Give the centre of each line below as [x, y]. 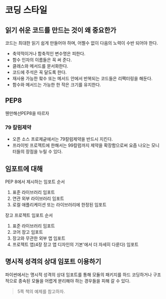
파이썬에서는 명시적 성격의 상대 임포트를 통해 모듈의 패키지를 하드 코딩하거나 [79, 275]
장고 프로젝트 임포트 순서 [29, 215]
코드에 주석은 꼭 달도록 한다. [39, 72]
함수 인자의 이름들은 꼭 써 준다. [42, 60]
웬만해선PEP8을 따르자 [27, 113]
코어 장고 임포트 [28, 232]
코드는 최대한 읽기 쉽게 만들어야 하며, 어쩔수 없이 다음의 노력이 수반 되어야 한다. [82, 43]
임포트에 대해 [24, 169]
